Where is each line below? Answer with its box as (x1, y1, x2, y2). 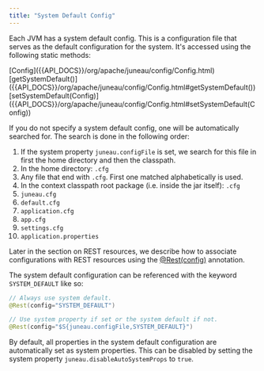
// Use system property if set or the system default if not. (9, 316, 218, 323)
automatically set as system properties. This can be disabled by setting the (9, 346, 253, 355)
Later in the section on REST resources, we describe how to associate (9, 247, 237, 256)
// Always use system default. (9, 294, 112, 302)
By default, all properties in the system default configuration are (9, 338, 217, 347)
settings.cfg (20, 224, 64, 232)
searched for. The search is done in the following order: (9, 132, 190, 141)
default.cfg (20, 199, 60, 207)
